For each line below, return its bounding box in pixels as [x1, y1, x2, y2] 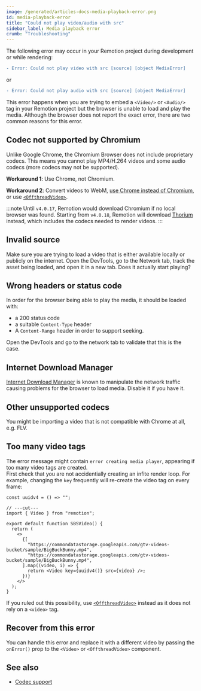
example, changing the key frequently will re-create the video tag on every [6, 476, 190, 483]
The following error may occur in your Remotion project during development [6, 47, 194, 54]
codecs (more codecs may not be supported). [6, 163, 120, 171]
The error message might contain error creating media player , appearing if [6, 457, 195, 464]
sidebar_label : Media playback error [6, 25, 100, 32]
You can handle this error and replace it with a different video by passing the [6, 638, 195, 646]
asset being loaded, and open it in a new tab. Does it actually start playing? [6, 263, 191, 270]
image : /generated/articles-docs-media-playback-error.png [6, 8, 157, 15]
